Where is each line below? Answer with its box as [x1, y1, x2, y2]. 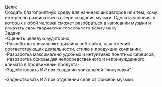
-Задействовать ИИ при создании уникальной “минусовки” [5, 67, 131, 73]
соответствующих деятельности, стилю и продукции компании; [5, 46, 141, 52]
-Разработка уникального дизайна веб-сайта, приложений [5, 41, 130, 46]
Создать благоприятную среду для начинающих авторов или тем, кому [5, 9, 158, 15]
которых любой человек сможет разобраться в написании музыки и [5, 20, 151, 26]
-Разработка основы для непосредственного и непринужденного [5, 57, 145, 62]
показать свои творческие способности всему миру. [5, 25, 118, 31]
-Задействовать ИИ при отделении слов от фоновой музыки [5, 76, 133, 82]
